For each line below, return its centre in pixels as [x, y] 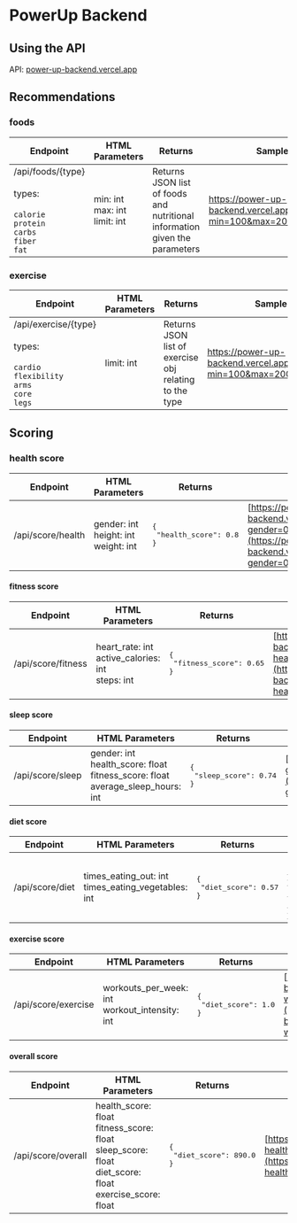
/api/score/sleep [48, 776]
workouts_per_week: [145, 988]
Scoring [31, 433]
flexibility [39, 376]
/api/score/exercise [54, 1004]
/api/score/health [49, 535]
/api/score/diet [44, 887]
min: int [109, 198]
